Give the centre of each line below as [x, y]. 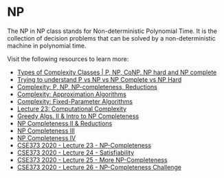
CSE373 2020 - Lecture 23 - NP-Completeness [84, 145]
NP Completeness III [46, 131]
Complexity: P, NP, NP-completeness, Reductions [87, 87]
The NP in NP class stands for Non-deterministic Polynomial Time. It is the [112, 31]
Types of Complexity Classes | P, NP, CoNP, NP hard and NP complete [117, 72]
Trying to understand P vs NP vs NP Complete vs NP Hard [99, 79]
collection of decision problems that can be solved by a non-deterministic [112, 38]
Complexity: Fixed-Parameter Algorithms [75, 101]
